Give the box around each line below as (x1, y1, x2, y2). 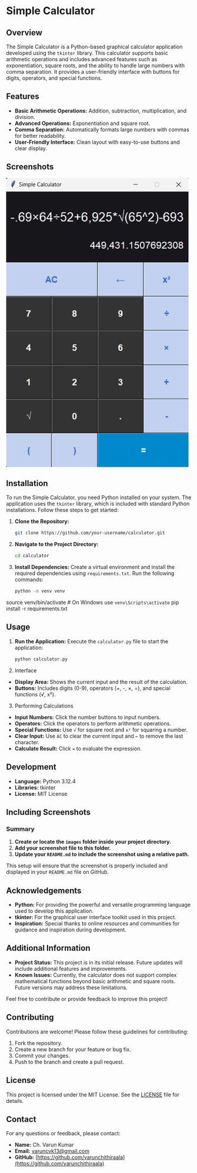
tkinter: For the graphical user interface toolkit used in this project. (14, 914, 176, 921)
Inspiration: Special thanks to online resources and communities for (14, 920, 180, 927)
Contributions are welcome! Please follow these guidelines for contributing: (6, 1028, 189, 1035)
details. (6, 1097, 24, 1104)
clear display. (14, 144, 47, 151)
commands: (14, 576, 44, 583)
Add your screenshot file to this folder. (14, 844, 111, 852)
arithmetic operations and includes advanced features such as (6, 56, 158, 62)
